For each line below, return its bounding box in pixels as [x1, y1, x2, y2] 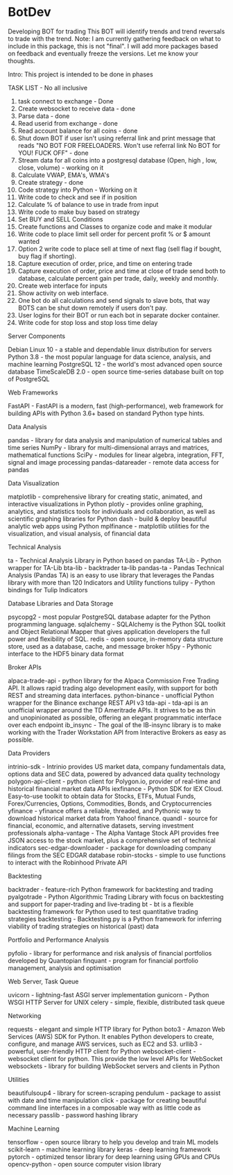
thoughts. [8, 56, 35, 65]
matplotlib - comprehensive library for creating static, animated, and [8, 492, 203, 501]
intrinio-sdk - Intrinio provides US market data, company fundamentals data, [8, 762, 226, 771]
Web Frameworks [8, 388, 58, 397]
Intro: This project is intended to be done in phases [8, 70, 153, 78]
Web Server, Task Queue [8, 977, 79, 985]
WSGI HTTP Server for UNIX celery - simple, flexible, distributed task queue [8, 998, 225, 1006]
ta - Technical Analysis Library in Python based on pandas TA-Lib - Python [8, 556, 221, 565]
